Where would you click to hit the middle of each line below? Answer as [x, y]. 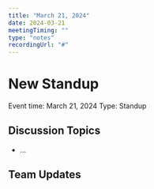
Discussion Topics [54, 131]
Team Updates [45, 175]
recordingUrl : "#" [38, 45]
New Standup [54, 84]
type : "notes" [32, 38]
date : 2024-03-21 [37, 23]
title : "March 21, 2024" [49, 15]
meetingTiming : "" [38, 30]
